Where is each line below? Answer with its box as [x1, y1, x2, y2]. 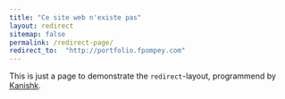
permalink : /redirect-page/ [9, 37, 114, 47]
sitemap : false [9, 29, 66, 38]
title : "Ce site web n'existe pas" [9, 12, 142, 22]
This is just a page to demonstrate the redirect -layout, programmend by [9, 70, 277, 81]
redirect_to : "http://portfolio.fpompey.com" [9, 46, 186, 55]
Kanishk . [9, 80, 42, 91]
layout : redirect [9, 21, 74, 30]
